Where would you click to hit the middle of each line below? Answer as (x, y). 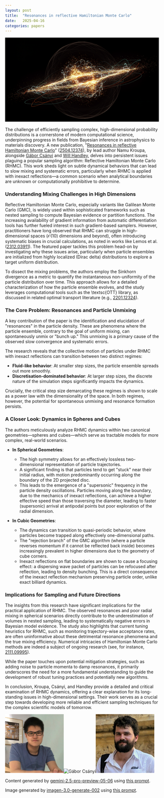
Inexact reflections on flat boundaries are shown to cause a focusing (88, 561)
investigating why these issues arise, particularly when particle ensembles (80, 252)
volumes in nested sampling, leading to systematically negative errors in (78, 621)
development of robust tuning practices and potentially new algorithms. (77, 677)
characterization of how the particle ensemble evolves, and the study (75, 287)
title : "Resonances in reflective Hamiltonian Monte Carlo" (69, 15)
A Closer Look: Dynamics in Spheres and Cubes (63, 419)
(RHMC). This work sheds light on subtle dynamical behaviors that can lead (81, 166)
